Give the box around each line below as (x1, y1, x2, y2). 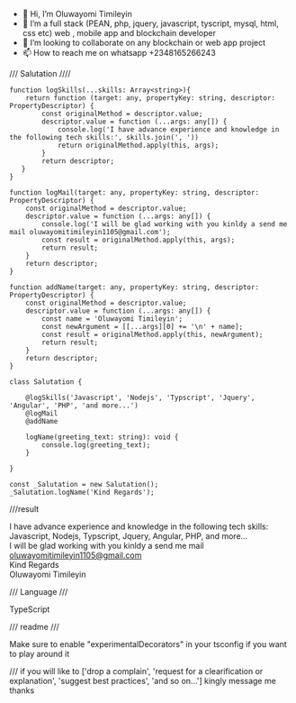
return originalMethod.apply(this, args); (57, 141, 220, 150)
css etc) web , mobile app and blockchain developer (22, 28, 217, 38)
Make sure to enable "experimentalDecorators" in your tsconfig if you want (9, 639, 288, 649)
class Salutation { (9, 378, 83, 387)
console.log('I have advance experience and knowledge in (57, 125, 280, 134)
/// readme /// (9, 622, 60, 632)
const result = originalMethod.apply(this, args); (41, 235, 236, 244)
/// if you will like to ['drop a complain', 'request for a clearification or (9, 666, 264, 676)
